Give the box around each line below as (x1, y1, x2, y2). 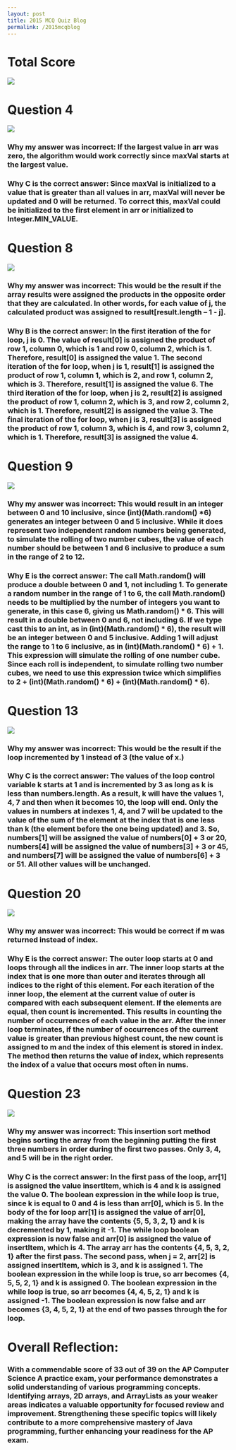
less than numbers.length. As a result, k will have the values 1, (7, 789, 224, 798)
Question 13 (7, 702, 79, 719)
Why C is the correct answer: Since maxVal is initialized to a (7, 179, 216, 189)
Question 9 (7, 459, 73, 474)
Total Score (7, 54, 75, 70)
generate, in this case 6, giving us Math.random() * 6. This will (7, 606, 224, 615)
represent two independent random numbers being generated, (7, 525, 227, 535)
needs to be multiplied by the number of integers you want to (7, 597, 221, 607)
